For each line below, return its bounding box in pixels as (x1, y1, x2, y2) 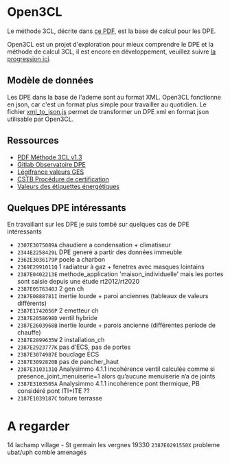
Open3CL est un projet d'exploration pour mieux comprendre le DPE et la (7, 40, 214, 48)
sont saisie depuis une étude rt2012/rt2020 (16, 278, 140, 286)
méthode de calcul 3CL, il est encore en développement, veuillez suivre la (7, 47, 216, 56)
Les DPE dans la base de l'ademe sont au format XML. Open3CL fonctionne (7, 93, 222, 101)
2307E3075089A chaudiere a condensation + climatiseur (16, 241, 171, 249)
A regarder (7, 418, 70, 433)
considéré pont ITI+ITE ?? (16, 387, 91, 395)
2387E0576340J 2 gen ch (16, 284, 84, 293)
